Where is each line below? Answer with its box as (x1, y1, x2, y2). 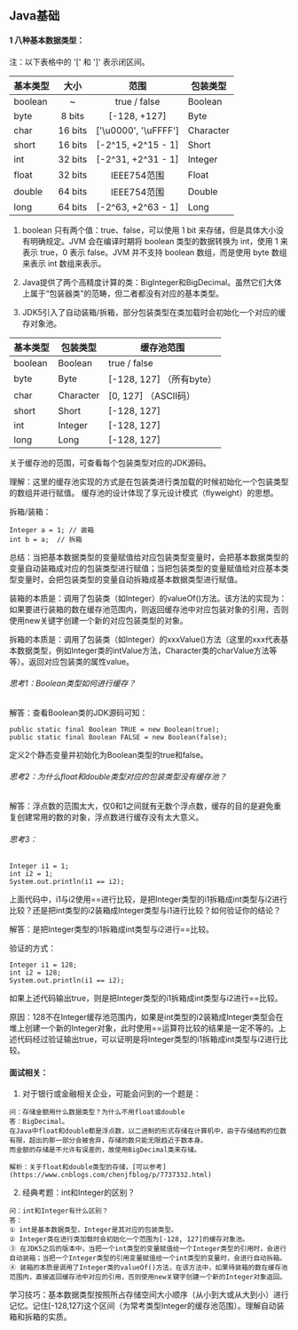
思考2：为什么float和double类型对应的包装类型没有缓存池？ (9, 771, 228, 782)
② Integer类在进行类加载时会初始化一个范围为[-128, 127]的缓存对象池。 (9, 1235, 250, 1244)
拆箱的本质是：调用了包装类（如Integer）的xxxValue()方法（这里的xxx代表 (9, 633, 281, 644)
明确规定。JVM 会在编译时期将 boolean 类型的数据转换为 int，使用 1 (29, 235, 278, 246)
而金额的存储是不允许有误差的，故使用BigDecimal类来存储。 (9, 1145, 201, 1155)
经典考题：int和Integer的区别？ (21, 1187, 136, 1198)
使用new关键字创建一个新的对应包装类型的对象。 (9, 615, 188, 625)
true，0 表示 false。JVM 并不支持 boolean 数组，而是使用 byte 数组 (39, 247, 287, 258)
